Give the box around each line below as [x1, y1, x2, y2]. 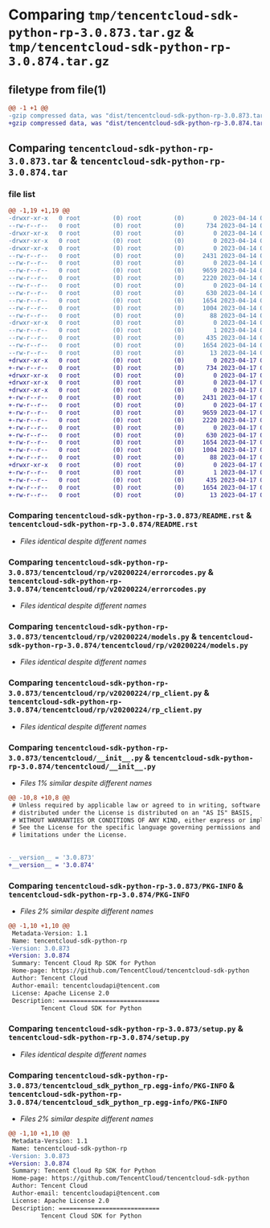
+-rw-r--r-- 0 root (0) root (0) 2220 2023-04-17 [8, 416, 257, 424]
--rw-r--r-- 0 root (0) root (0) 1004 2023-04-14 [8, 304, 257, 312]
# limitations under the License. [11, 831, 128, 840]
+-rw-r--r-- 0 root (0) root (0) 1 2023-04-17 [8, 468, 257, 476]
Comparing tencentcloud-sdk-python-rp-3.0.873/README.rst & [8, 510, 252, 521]
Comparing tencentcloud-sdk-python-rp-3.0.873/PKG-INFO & [8, 880, 243, 891]
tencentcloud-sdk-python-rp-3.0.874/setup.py [8, 1033, 190, 1042]
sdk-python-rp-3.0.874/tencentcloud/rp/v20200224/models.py [8, 641, 249, 650]
